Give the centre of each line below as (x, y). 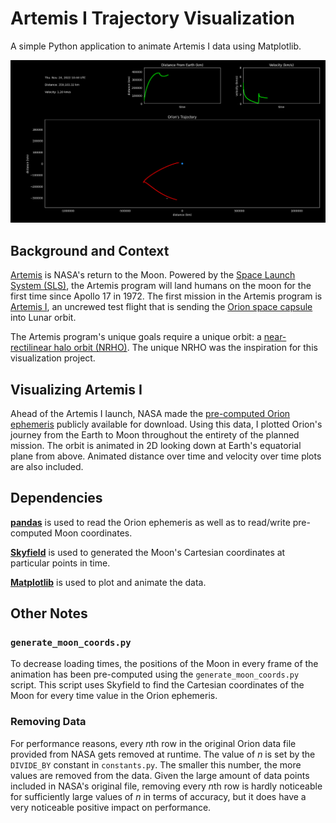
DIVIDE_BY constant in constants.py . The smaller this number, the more (156, 764)
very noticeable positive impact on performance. (111, 807)
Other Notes (49, 613)
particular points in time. (60, 563)
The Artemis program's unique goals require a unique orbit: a (136, 337)
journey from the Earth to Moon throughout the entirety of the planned (155, 434)
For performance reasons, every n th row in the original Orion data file (153, 743)
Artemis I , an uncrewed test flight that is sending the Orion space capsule (161, 307)
